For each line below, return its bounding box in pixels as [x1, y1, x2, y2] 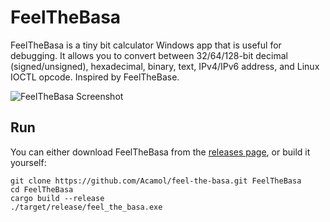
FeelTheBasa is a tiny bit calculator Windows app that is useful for [10, 39, 282, 51]
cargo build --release [10, 193, 105, 203]
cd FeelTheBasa [10, 184, 74, 195]
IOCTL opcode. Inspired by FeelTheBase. [10, 71, 180, 83]
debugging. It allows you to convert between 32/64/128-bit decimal [10, 49, 288, 61]
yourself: [10, 156, 47, 168]
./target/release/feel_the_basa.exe [10, 202, 163, 212]
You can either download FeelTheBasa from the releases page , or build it [10, 146, 311, 158]
